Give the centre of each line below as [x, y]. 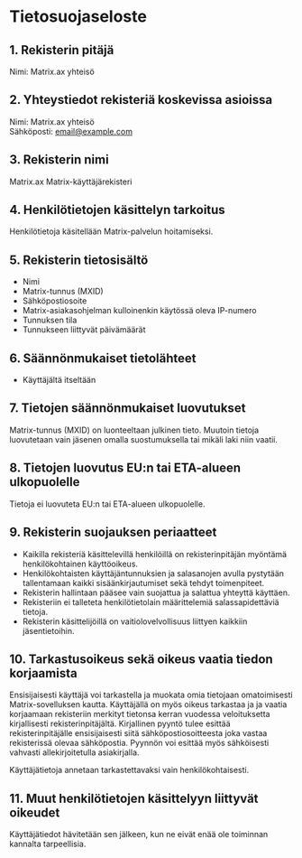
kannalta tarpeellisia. [48, 844]
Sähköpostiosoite [55, 301]
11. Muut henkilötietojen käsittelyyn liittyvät [134, 798]
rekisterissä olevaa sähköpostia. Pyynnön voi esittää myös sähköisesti [139, 743]
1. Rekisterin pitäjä [62, 50]
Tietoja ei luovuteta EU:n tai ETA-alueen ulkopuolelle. [107, 504]
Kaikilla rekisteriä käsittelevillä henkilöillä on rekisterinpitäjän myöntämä [154, 554]
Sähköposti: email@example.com [71, 131]
